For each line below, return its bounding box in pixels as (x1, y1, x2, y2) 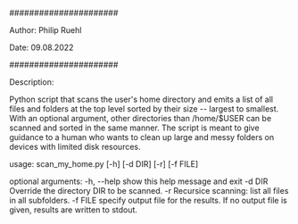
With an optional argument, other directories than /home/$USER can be (9, 113, 272, 123)
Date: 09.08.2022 (9, 42, 74, 53)
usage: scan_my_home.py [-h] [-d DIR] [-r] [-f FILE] (9, 159, 199, 169)
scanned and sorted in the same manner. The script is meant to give (9, 122, 261, 133)
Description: (9, 77, 54, 87)
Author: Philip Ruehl (9, 25, 82, 35)
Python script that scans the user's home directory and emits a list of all (9, 94, 274, 104)
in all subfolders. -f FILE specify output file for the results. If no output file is (9, 195, 287, 205)
